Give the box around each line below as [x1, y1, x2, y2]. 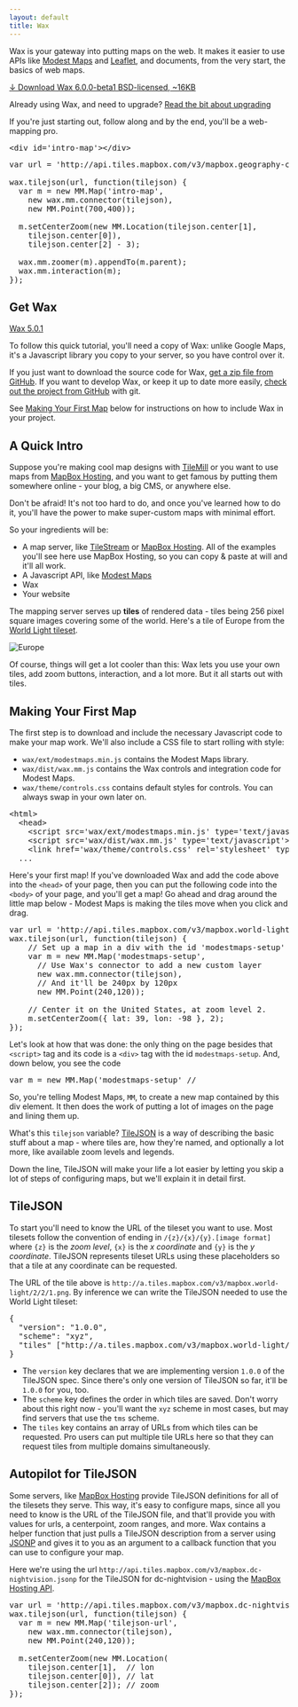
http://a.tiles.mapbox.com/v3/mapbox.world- [112, 1278, 279, 1287]
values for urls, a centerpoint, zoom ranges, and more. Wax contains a [9, 1518, 266, 1529]
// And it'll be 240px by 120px [36, 978, 178, 987]
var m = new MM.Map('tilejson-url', [18, 1617, 178, 1628]
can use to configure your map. [9, 1546, 124, 1557]
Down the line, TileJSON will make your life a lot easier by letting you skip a [9, 1163, 284, 1174]
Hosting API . [9, 1583, 55, 1593]
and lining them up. [9, 1110, 80, 1121]
